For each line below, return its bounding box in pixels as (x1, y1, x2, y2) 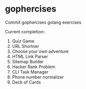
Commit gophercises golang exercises (5, 19, 82, 25)
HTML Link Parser (12, 53, 48, 59)
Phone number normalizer (12, 74, 64, 80)
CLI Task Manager (12, 69, 49, 74)
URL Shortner (12, 43, 40, 49)
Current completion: (5, 29, 45, 34)
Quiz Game (12, 38, 35, 44)
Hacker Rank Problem (12, 64, 56, 70)
